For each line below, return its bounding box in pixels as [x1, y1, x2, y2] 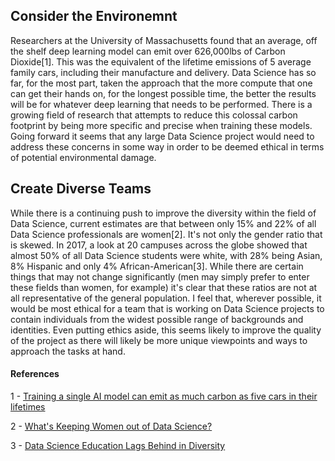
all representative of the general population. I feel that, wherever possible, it [10, 292, 322, 304]
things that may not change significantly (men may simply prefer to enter [10, 270, 310, 283]
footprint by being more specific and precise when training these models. [10, 119, 313, 131]
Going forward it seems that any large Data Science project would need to [10, 130, 315, 142]
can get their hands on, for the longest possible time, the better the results [10, 87, 317, 99]
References [10, 368, 60, 380]
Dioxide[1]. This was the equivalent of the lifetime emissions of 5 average [10, 55, 312, 68]
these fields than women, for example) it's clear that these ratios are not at [10, 281, 318, 293]
